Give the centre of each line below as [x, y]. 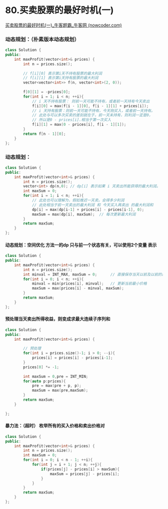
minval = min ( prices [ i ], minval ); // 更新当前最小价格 [89, 284]
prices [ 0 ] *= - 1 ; [41, 367]
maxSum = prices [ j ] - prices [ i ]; [85, 474]
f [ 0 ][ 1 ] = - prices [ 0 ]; [47, 92]
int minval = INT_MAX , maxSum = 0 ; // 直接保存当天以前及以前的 [92, 274]
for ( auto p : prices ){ [44, 381]
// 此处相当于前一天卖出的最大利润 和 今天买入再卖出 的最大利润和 [92, 205]
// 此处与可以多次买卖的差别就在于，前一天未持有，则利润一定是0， [92, 115]
